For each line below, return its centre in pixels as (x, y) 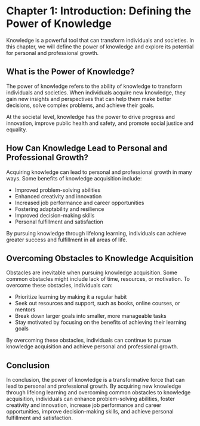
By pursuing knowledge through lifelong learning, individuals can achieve (96, 233)
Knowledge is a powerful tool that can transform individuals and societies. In (100, 40)
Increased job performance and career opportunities (79, 203)
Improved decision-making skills (55, 215)
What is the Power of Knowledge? (70, 72)
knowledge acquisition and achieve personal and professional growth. (92, 347)
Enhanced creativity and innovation (58, 196)
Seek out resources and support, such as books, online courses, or (97, 304)
